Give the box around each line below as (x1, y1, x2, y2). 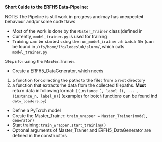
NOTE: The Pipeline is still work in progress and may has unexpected (5, 14, 144, 19)
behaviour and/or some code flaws (5, 19, 76, 24)
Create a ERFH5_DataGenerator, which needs (12, 68, 104, 74)
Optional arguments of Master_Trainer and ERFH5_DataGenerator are (12, 127, 151, 133)
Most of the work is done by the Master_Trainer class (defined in (12, 28, 143, 34)
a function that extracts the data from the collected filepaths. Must (12, 82, 146, 88)
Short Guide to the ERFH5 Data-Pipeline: (5, 4, 89, 10)
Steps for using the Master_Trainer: (5, 59, 76, 64)
